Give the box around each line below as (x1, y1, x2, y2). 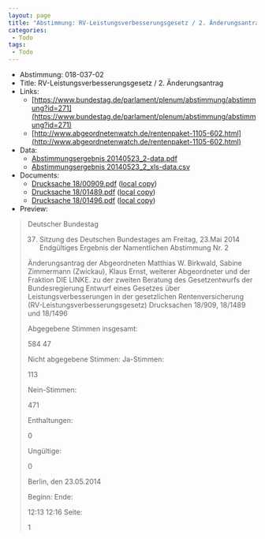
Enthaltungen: (27, 416, 73, 425)
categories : (8, 26, 47, 34)
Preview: (19, 204, 49, 213)
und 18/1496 (27, 309, 69, 318)
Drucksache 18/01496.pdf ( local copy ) (31, 196, 156, 205)
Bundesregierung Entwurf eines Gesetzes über (27, 283, 181, 293)
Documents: (19, 170, 60, 180)
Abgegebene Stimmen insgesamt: (27, 324, 138, 333)
